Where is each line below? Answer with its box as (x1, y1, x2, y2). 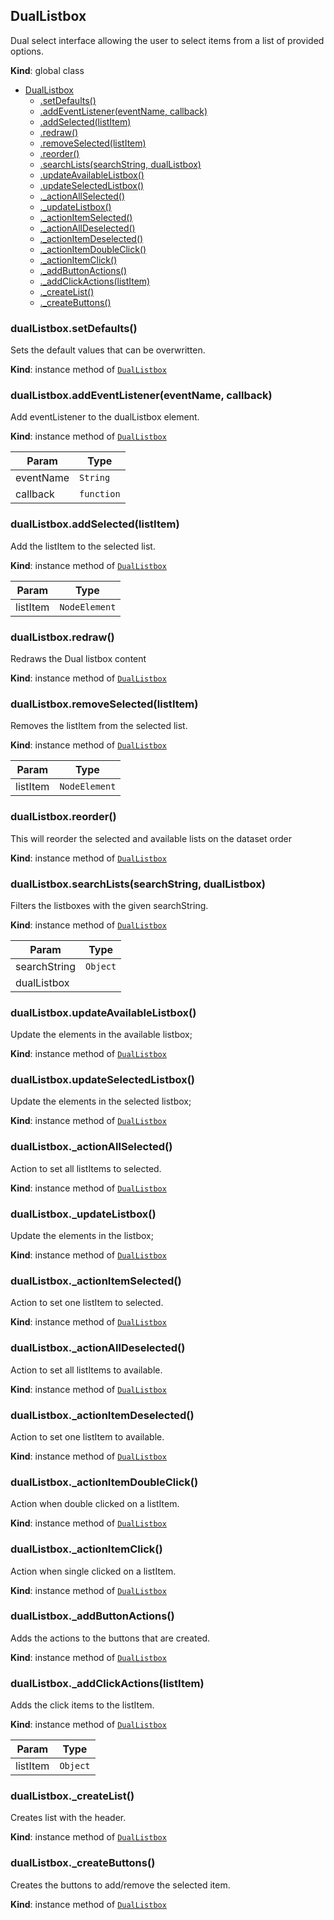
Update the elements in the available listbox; (10, 1029, 193, 1041)
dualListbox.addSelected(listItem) (10, 517, 180, 531)
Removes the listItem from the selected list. (10, 720, 188, 732)
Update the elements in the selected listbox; (10, 1095, 192, 1108)
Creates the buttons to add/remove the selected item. (10, 1879, 231, 1891)
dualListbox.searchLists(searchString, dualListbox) (10, 877, 266, 891)
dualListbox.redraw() (10, 630, 115, 644)
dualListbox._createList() (10, 1789, 135, 1803)
